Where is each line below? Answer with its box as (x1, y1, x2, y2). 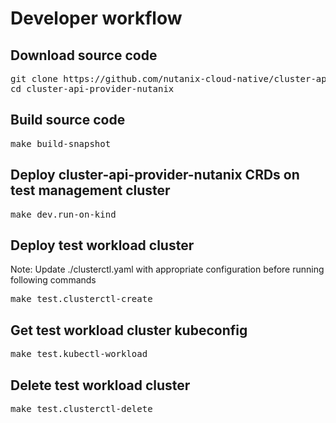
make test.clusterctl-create (10, 293, 153, 305)
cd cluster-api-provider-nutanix (10, 83, 175, 94)
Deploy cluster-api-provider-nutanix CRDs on (10, 167, 300, 184)
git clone (10, 73, 58, 84)
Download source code (10, 47, 158, 64)
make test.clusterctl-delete (10, 403, 153, 415)
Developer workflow (10, 7, 183, 30)
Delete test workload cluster (10, 377, 191, 394)
